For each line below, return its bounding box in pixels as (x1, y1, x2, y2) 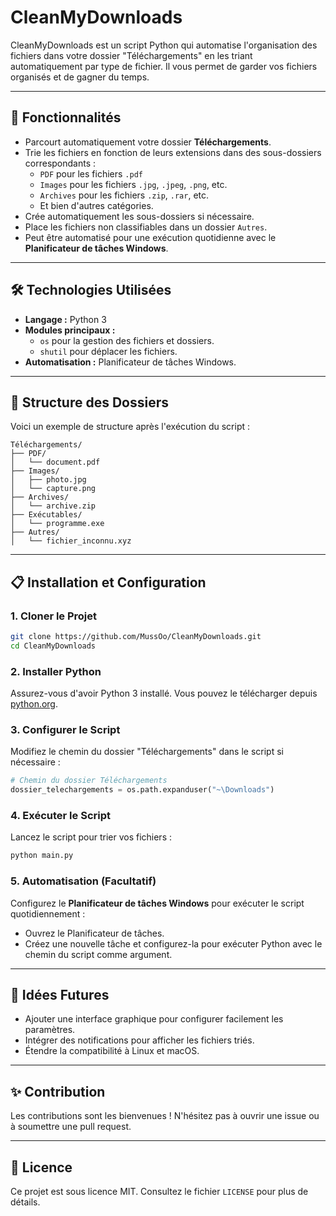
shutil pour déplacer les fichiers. (39, 345, 178, 357)
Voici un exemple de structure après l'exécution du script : (10, 421, 251, 433)
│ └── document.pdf (10, 457, 101, 468)
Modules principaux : (24, 324, 116, 336)
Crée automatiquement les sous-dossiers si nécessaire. (24, 210, 255, 222)
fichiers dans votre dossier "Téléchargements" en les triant (10, 49, 253, 61)
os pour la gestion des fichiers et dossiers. (39, 334, 215, 346)
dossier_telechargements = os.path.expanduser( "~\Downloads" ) (10, 785, 275, 795)
